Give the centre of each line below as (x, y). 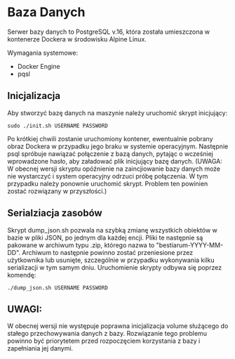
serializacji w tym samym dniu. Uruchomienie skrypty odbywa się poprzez (115, 267)
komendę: (22, 275)
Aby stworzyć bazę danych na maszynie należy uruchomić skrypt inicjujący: (117, 112)
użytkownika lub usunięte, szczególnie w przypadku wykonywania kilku (111, 260)
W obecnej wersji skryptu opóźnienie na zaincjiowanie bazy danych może (114, 169)
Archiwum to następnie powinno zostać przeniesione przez (108, 252)
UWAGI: (25, 309)
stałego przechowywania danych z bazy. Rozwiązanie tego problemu (107, 334)
